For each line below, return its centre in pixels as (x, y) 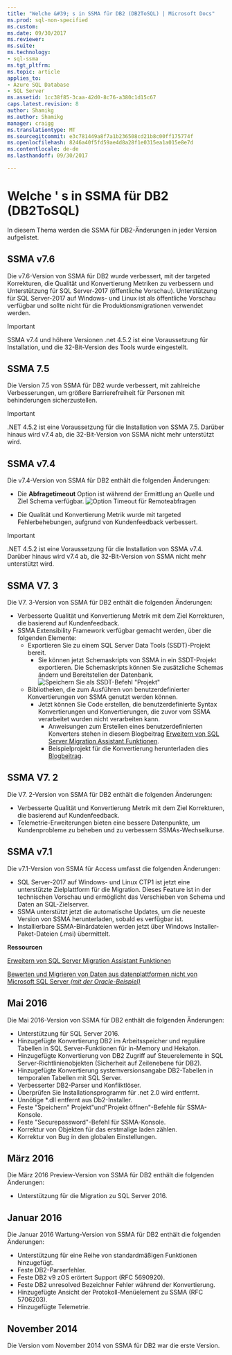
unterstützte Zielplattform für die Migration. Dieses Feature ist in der (114, 889)
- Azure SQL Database (38, 85)
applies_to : (24, 78)
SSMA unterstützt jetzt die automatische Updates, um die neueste (111, 911)
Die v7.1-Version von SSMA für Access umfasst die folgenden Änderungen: (114, 868)
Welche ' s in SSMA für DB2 (88, 196)
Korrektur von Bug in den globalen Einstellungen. (87, 1136)
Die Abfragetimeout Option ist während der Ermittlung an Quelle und (116, 494)
